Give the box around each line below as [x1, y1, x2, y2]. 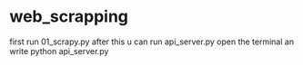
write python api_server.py [9, 45, 109, 56]
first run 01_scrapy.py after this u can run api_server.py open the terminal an [9, 36, 294, 47]
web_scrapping [9, 6, 129, 27]
